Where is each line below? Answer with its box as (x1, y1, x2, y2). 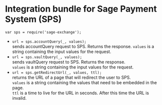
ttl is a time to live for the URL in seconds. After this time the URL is (12, 90, 149, 96)
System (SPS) (5, 14, 62, 25)
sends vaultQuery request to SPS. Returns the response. (12, 59, 126, 65)
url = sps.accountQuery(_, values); (12, 39, 87, 44)
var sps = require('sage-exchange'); (5, 30, 82, 35)
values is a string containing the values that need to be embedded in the (12, 79, 157, 86)
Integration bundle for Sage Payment (5, 3, 157, 15)
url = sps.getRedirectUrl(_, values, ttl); (12, 70, 102, 75)
